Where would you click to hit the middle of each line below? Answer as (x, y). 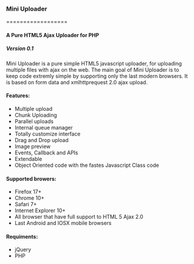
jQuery (23, 250)
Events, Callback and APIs (46, 153)
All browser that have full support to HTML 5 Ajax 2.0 (79, 217)
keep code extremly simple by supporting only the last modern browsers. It (97, 76)
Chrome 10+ (29, 198)
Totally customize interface (47, 134)
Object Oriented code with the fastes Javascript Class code (87, 165)
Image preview (33, 147)
